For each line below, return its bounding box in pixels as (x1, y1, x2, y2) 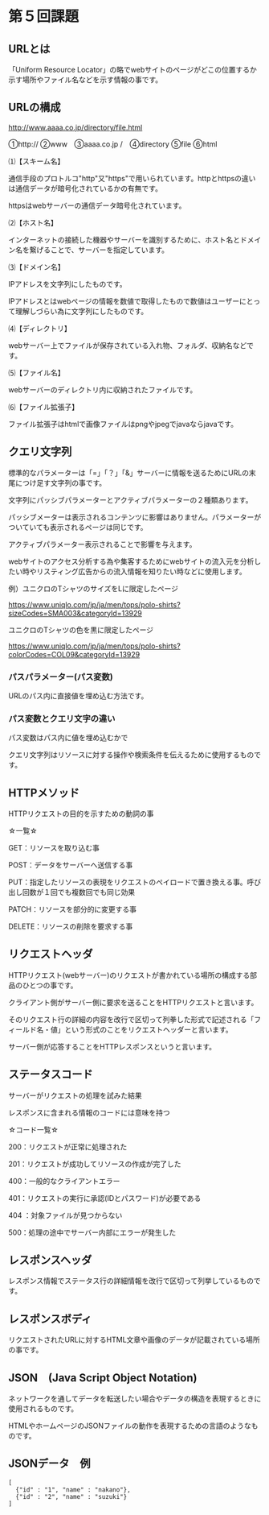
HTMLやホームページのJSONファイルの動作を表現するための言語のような (8, 1421, 251, 1430)
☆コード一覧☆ (8, 1124, 59, 1134)
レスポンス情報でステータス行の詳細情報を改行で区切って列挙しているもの (8, 1276, 255, 1285)
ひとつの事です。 (22, 980, 78, 990)
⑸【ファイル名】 (8, 367, 65, 377)
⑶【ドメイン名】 (8, 262, 65, 271)
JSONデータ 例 (8, 1457, 91, 1471)
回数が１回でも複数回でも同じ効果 (22, 888, 135, 897)
